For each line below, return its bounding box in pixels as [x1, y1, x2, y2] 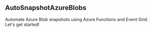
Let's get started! [5, 21, 40, 27]
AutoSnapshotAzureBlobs [5, 4, 87, 12]
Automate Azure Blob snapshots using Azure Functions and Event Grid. [5, 16, 149, 22]
